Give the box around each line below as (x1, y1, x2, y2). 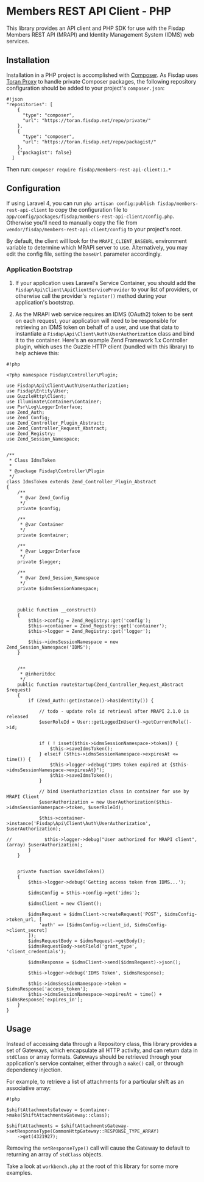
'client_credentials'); (6, 948, 67, 954)
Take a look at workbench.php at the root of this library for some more (6, 1162, 178, 1170)
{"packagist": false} (17, 150, 72, 156)
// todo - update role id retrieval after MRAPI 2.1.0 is (38, 708, 189, 715)
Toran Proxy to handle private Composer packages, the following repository (6, 77, 197, 85)
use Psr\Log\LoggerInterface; (6, 404, 83, 410)
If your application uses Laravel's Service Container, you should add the (15, 279, 196, 286)
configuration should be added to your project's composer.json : (6, 84, 165, 92)
